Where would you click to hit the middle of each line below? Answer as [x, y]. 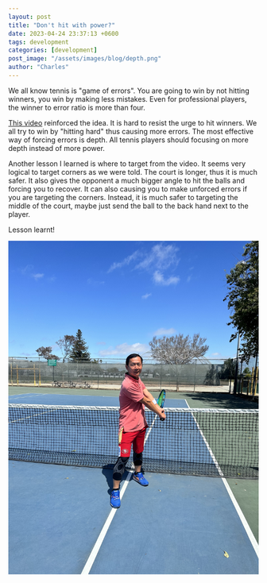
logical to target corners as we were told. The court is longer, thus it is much [133, 172]
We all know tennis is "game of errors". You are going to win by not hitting [129, 91]
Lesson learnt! [32, 230]
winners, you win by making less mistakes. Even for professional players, [128, 98]
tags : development [39, 42]
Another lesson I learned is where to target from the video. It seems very [127, 164]
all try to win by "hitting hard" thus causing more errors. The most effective [131, 131]
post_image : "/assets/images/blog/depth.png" [85, 59]
